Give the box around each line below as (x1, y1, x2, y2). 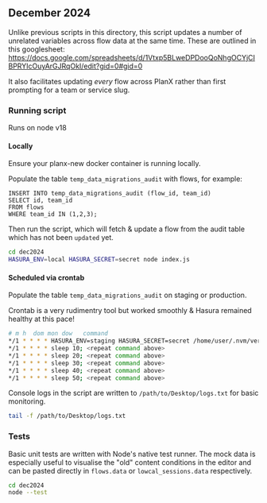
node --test (8, 489, 48, 497)
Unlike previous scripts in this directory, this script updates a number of (8, 27, 242, 37)
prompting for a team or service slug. (8, 85, 130, 95)
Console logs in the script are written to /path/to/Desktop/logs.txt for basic (8, 389, 259, 398)
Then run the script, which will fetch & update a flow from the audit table (8, 224, 245, 234)
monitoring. (8, 397, 46, 406)
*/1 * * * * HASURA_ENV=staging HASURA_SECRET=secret (8, 337, 191, 345)
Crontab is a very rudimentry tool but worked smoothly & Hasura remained (8, 306, 252, 315)
